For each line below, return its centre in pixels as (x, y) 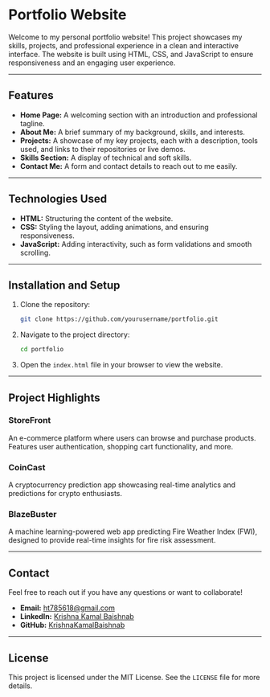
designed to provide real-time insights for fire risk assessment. (112, 540)
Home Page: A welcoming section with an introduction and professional (139, 115)
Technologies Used (57, 199)
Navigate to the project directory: (75, 334)
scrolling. (35, 252)
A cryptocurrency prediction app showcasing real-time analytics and (122, 485)
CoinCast (27, 467)
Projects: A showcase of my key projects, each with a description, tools (139, 140)
